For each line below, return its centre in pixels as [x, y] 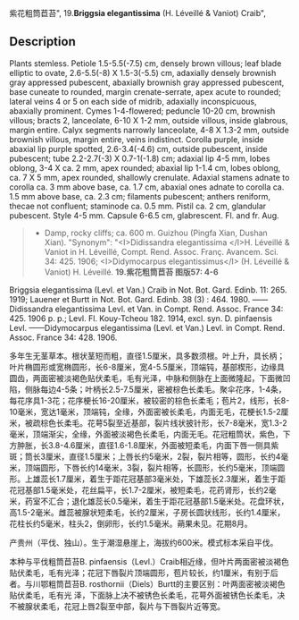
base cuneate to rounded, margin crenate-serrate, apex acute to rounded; [145, 91]
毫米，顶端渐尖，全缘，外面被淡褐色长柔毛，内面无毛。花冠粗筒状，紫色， [146, 434]
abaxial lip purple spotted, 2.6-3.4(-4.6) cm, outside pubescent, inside [138, 149]
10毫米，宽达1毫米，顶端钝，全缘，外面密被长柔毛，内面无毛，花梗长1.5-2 [145, 412]
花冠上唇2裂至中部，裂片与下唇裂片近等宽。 [145, 606]
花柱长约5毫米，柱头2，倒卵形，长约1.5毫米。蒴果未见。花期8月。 [131, 523]
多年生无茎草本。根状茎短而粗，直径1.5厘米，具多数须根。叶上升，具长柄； [147, 355]
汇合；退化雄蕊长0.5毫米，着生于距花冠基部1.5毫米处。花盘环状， [168, 501]
